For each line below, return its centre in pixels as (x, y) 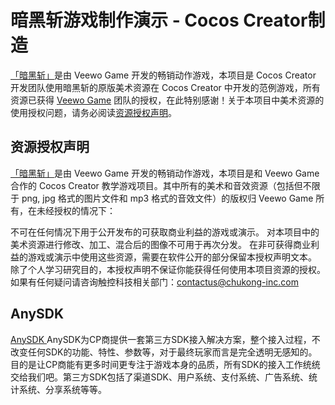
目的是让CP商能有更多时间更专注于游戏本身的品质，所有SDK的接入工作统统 (165, 364)
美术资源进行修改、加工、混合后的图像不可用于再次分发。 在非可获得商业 (160, 244)
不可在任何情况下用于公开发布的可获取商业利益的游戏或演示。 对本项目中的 (165, 232)
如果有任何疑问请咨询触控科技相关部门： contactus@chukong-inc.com (154, 282)
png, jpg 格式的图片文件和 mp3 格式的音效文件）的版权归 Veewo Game (167, 198)
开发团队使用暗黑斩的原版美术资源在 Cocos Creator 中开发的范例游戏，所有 (165, 87)
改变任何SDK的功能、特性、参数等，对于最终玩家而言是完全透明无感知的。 (164, 352)
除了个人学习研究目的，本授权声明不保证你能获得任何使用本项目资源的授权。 (168, 269)
